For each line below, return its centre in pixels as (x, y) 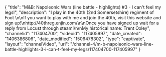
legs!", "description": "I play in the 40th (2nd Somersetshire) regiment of (79, 12)
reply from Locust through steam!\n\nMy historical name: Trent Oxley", (78, 28)
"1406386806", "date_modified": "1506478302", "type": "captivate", (75, 39)
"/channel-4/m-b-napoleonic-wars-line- (112, 44)
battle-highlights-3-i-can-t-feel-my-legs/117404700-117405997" (71, 49)
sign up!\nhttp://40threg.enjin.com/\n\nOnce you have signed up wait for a (82, 23)
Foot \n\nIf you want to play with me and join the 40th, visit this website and (83, 18)
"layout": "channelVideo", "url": (37, 44)
